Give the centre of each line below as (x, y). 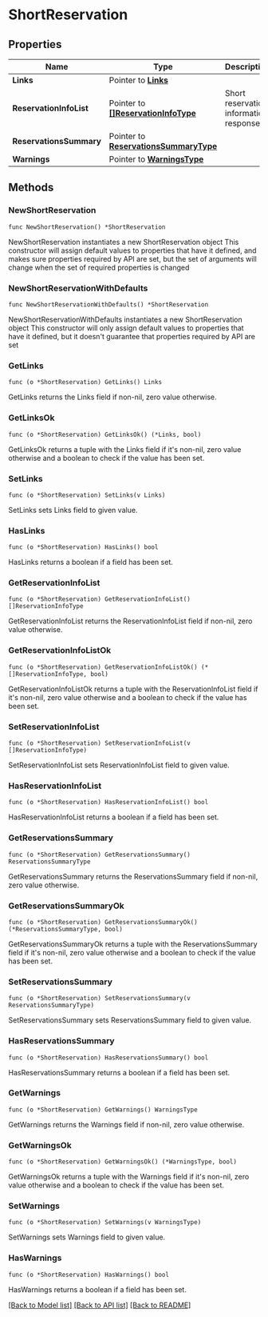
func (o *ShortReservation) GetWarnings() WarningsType (103, 1110)
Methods (31, 188)
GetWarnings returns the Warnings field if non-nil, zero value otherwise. (126, 1124)
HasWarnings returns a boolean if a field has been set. (98, 1289)
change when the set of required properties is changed (99, 267)
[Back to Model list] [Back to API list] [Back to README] (100, 1305)
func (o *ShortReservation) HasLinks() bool (83, 547)
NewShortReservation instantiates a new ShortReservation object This (124, 242)
